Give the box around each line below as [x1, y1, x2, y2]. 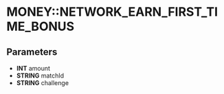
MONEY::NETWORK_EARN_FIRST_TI [6, 4, 218, 20]
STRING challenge [16, 79, 69, 86]
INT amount [16, 64, 51, 72]
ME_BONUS [6, 19, 75, 34]
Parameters [6, 46, 58, 58]
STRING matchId [16, 71, 65, 80]
